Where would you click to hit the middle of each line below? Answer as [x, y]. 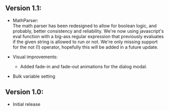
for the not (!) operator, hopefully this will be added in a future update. [85, 47]
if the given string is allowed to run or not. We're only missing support [85, 42]
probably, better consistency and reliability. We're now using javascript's [88, 31]
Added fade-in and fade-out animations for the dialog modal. [84, 66]
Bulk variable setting [34, 76]
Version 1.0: [25, 92]
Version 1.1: [24, 8]
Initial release [26, 104]
